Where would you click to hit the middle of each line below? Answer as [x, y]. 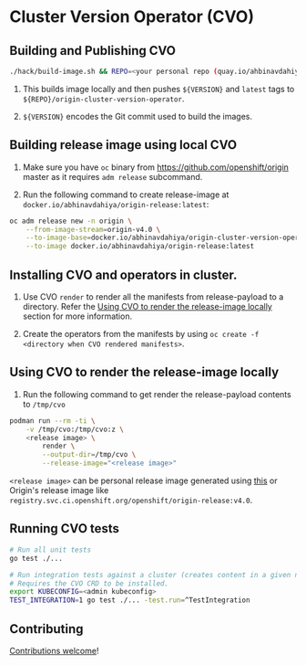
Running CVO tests [65, 528]
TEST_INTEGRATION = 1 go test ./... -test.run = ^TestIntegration [130, 600]
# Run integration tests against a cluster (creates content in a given [150, 575]
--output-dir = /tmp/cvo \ [89, 455]
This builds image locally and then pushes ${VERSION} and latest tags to [158, 89]
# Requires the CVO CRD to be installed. [89, 583]
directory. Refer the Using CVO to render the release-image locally [148, 306]
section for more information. [77, 316]
